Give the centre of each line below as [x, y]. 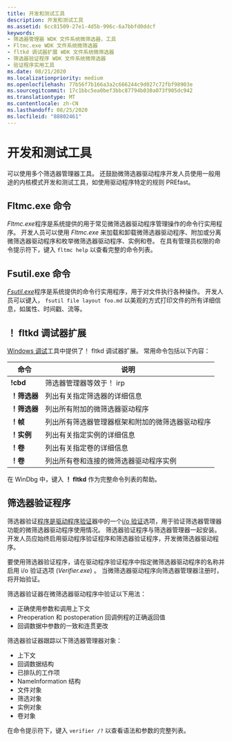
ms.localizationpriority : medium [55, 78]
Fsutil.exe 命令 [39, 274]
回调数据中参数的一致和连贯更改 [62, 625]
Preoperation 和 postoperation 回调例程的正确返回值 [91, 617]
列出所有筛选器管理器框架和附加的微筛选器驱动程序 [128, 422]
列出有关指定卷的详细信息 [87, 448]
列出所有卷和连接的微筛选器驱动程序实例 [111, 461]
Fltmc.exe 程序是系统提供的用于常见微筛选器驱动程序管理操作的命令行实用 [112, 224]
